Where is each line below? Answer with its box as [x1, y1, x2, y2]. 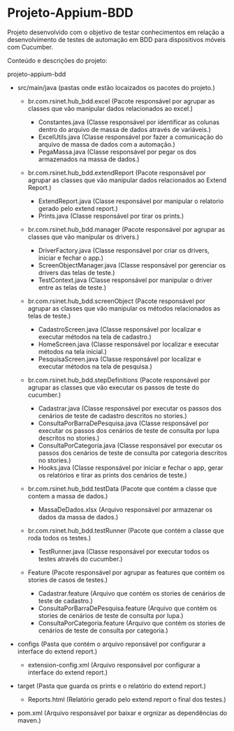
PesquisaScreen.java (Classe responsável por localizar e [38, 355, 201, 363]
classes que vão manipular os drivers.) [27, 232, 140, 241]
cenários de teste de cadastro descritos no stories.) [38, 411, 187, 420]
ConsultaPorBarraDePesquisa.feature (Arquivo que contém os [38, 604, 217, 612]
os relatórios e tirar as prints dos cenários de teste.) [38, 471, 187, 479]
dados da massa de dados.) [38, 512, 119, 521]
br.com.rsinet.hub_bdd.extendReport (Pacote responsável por [27, 168, 206, 177]
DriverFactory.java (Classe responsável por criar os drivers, [38, 246, 210, 254]
